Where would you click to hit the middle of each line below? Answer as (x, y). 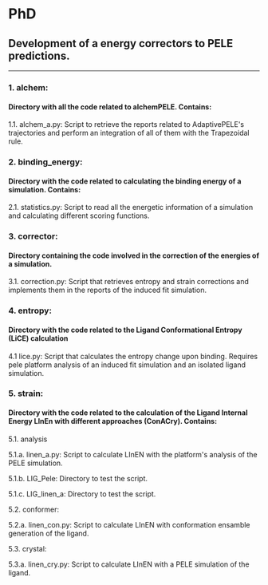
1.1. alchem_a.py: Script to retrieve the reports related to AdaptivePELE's (126, 125)
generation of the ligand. (49, 533)
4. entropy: (30, 310)
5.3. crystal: (28, 548)
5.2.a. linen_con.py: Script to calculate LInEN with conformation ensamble (129, 524)
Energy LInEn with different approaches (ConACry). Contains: (113, 421)
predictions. (39, 55)
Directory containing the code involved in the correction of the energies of (134, 255)
